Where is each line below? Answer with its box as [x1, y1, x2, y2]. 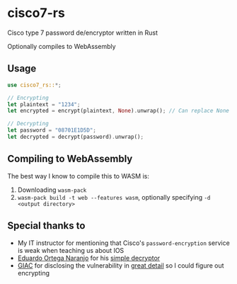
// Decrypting [7, 120, 50, 127]
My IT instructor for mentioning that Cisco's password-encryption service [17, 239, 230, 247]
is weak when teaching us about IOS [17, 246, 125, 254]
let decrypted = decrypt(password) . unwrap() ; [7, 133, 144, 140]
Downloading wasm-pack [17, 186, 87, 194]
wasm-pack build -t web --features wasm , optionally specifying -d [17, 193, 211, 201]
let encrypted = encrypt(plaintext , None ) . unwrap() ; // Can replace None [7, 108, 230, 115]
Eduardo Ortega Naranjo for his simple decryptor [17, 254, 161, 262]
